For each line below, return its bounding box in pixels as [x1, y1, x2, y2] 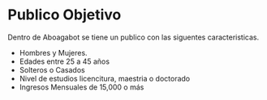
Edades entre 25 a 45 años [19, 56, 110, 66]
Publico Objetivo [7, 6, 122, 24]
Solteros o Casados [19, 65, 86, 74]
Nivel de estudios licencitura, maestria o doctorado [19, 73, 191, 83]
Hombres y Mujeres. [19, 48, 88, 57]
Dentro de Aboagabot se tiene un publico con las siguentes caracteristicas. [7, 32, 260, 42]
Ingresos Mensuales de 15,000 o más [19, 82, 144, 92]
